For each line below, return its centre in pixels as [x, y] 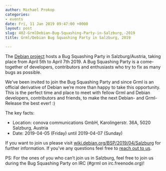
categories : [17, 14]
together [14, 67]
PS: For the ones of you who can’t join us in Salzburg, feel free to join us [79, 157]
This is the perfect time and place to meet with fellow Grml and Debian [78, 92]
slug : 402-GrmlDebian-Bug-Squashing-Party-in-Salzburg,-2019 [70, 33]
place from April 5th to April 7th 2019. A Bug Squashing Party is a [72, 61]
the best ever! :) [39, 103]
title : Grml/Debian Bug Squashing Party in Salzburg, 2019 [68, 38]
